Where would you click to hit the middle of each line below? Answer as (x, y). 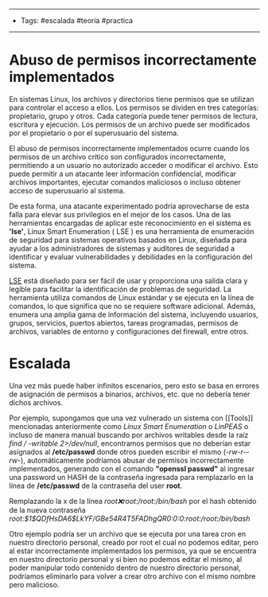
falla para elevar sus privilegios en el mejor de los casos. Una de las (120, 214)
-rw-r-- (237, 451)
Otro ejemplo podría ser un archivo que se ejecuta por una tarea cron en (127, 533)
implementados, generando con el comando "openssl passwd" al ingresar (132, 468)
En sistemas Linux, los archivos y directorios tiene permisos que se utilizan (132, 99)
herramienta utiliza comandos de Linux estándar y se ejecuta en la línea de (132, 297)
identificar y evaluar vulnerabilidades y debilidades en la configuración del (131, 256)
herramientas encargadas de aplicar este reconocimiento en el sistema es (130, 223)
